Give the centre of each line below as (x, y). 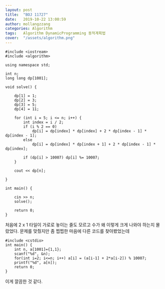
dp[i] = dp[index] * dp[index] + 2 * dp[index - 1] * (89, 131)
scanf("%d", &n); (32, 254)
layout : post (19, 10)
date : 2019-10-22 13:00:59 (36, 19)
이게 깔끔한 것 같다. (24, 281)
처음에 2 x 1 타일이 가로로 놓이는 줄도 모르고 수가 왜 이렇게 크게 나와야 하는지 (80, 225)
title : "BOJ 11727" (27, 15)
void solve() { (21, 87)
